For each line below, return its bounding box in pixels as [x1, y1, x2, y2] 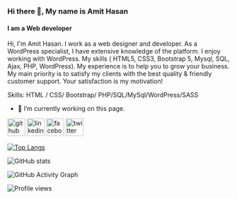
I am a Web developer [7, 24, 72, 32]
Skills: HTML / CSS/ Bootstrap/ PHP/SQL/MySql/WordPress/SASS [7, 91, 199, 99]
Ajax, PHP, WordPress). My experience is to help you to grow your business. [7, 62, 230, 71]
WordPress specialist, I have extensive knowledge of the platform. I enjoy [7, 47, 221, 56]
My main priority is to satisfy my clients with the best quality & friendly [7, 70, 212, 78]
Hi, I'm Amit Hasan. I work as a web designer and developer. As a [7, 40, 198, 48]
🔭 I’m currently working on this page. [17, 104, 125, 113]
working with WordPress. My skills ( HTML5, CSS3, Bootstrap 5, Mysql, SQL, [7, 54, 230, 63]
